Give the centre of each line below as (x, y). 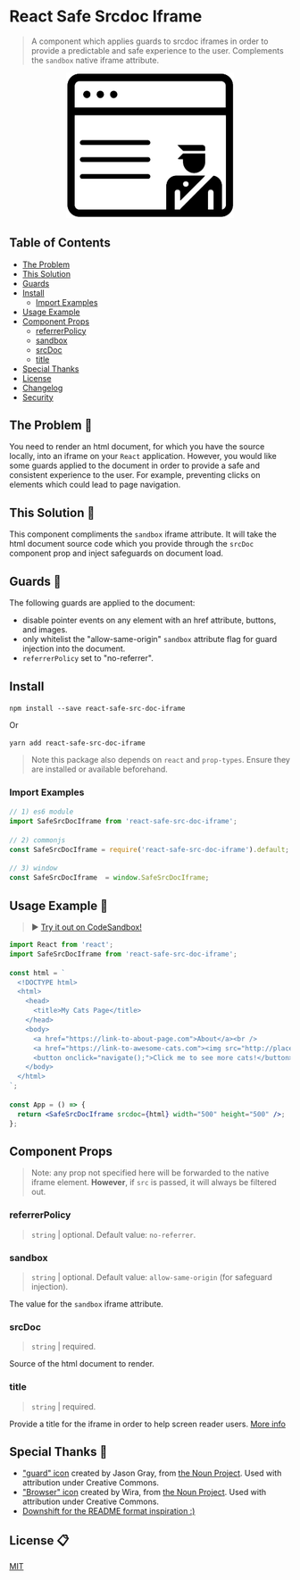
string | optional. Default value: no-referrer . (113, 1234)
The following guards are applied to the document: (102, 603)
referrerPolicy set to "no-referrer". (87, 658)
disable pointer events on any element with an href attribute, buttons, (149, 620)
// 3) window (33, 868)
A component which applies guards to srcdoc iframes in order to (150, 41)
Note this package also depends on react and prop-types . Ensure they (160, 759)
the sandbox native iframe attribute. (95, 60)
